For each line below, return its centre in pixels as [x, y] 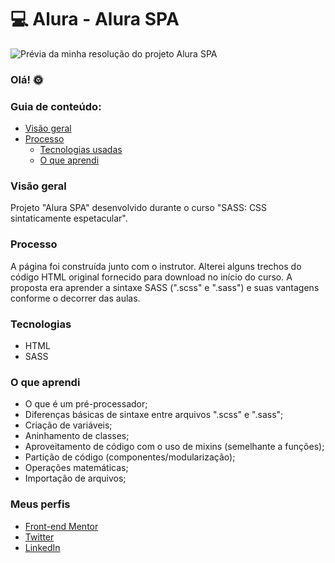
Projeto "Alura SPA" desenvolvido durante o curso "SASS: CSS [139, 208]
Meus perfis [40, 504]
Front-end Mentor [61, 526]
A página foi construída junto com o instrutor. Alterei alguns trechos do [156, 266]
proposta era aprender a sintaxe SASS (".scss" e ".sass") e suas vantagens [165, 287]
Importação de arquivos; [75, 478]
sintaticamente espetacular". [69, 218]
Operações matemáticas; [76, 468]
